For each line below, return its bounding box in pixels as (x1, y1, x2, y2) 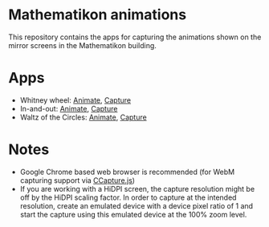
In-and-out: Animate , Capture (19, 103, 118, 113)
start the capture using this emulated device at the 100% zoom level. (19, 209, 247, 219)
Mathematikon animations (8, 6, 187, 24)
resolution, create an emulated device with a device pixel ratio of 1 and (19, 201, 254, 210)
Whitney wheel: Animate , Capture (19, 95, 131, 105)
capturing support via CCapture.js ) (19, 175, 135, 185)
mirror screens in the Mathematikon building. (8, 40, 157, 50)
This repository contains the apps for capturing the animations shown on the (8, 32, 262, 42)
